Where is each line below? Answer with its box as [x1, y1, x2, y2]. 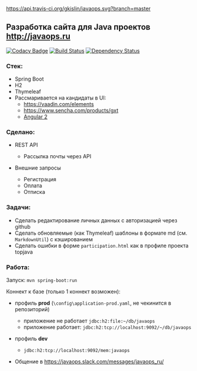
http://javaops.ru [6, 31, 71, 41]
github [14, 223, 31, 230]
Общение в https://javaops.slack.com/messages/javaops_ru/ [14, 358, 164, 365]
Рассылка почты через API [23, 153, 92, 160]
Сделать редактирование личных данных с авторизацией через [14, 216, 177, 224]
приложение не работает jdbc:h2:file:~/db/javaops [23, 317, 156, 324]
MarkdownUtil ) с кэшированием [14, 235, 93, 242]
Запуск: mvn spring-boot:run [6, 277, 77, 283]
